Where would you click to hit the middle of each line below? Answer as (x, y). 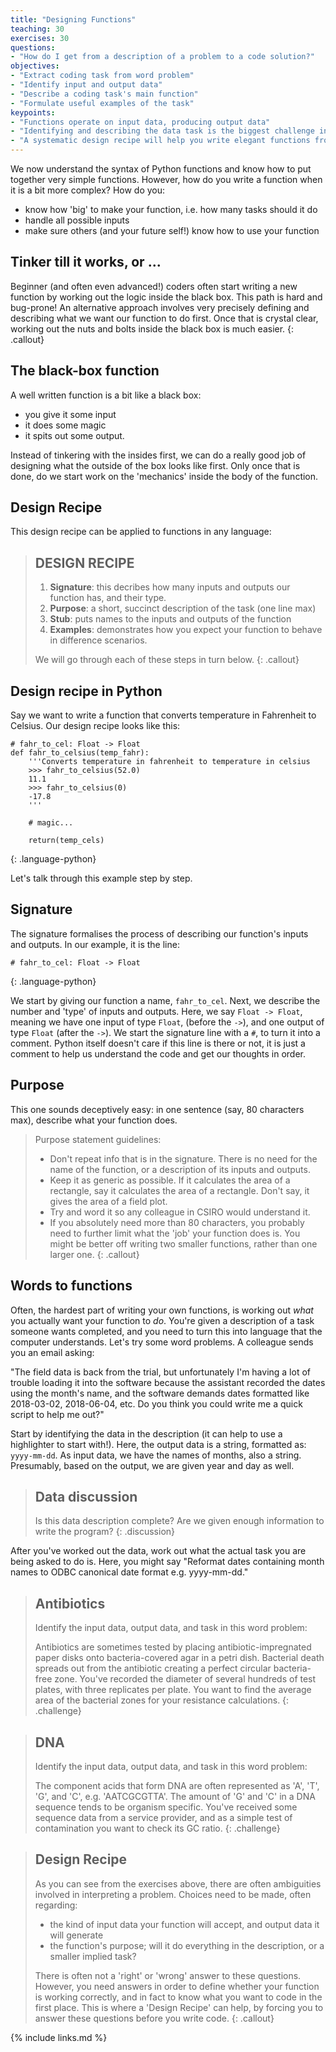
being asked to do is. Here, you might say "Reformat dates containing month (167, 1562)
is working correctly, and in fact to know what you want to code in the (178, 1997)
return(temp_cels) (66, 841)
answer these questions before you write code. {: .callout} (154, 2018)
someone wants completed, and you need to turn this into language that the (166, 1331)
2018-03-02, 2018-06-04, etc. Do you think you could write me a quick (156, 1403)
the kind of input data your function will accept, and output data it (184, 1924)
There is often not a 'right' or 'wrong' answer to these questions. (168, 1975)
